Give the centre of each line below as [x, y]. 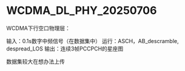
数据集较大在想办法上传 [35, 61]
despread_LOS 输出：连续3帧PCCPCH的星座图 [65, 49]
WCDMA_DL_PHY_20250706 [82, 11]
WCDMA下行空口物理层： [39, 28]
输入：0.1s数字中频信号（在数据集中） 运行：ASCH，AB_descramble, [92, 41]
